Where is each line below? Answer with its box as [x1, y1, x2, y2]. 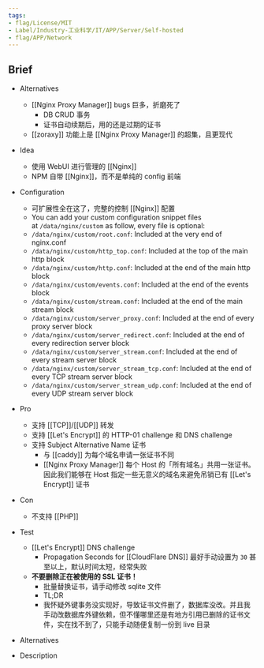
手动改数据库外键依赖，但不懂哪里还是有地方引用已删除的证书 [43, 610, 244, 620]
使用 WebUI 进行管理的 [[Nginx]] [31, 162, 137, 171]
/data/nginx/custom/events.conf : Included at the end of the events [31, 280, 249, 289]
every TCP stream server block [31, 372, 132, 381]
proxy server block [31, 321, 93, 332]
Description [19, 651, 58, 660]
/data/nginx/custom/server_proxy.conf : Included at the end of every [31, 313, 255, 323]
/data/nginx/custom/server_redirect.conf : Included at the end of [31, 330, 245, 340]
